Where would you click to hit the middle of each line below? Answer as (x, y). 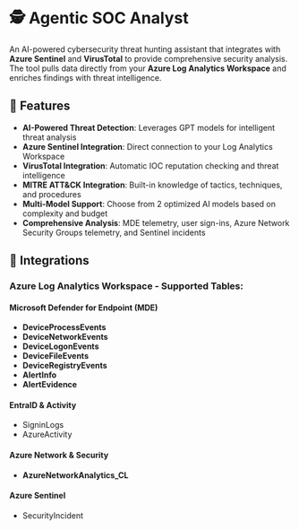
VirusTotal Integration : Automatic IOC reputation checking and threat (150, 165)
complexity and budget (65, 213)
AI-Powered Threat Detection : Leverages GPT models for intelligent (149, 127)
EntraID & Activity (43, 404)
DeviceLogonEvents (60, 346)
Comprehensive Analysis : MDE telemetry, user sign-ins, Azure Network (156, 222)
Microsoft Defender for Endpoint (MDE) (84, 308)
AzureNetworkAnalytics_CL (75, 475)
